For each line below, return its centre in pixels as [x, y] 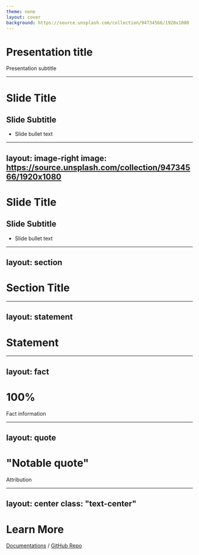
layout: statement [39, 317]
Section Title [38, 288]
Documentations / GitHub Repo [44, 546]
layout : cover [24, 17]
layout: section [34, 262]
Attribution [19, 480]
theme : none [21, 12]
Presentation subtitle [31, 68]
